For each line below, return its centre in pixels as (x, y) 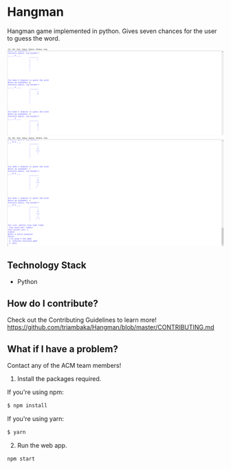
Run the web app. (42, 445)
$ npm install (27, 406)
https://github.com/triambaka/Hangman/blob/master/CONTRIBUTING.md (111, 327)
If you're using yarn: (35, 418)
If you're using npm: (35, 392)
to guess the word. (34, 38)
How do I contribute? (53, 303)
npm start (21, 459)
